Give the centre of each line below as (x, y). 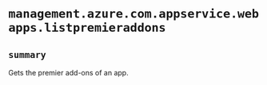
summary (27, 54)
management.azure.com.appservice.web (134, 14)
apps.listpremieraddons (87, 28)
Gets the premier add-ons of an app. (69, 73)
